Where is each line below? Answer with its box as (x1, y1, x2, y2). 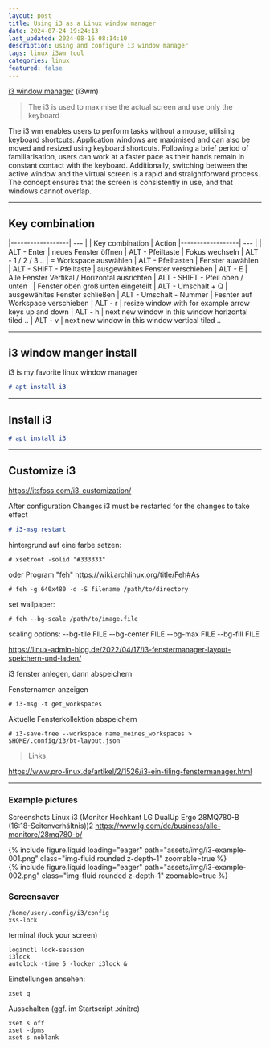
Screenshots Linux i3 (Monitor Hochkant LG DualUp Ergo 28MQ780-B (8, 812, 239, 822)
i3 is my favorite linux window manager (8, 367, 138, 377)
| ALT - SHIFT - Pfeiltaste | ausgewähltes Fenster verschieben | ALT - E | (8, 263, 247, 274)
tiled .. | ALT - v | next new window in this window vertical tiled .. (8, 315, 222, 325)
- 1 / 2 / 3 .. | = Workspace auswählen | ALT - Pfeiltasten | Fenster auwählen (8, 255, 259, 265)
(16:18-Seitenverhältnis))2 (8, 821, 94, 831)
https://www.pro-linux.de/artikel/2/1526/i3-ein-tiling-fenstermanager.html (8, 766, 252, 776)
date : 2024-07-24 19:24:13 (8, 27, 99, 35)
